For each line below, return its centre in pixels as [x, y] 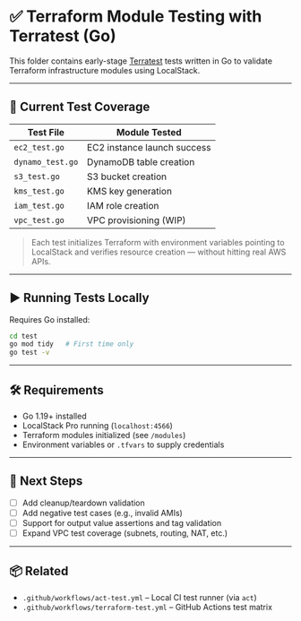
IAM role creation [123, 205]
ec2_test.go [39, 147]
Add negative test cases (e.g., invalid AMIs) [103, 513]
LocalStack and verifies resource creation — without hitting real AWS [159, 252]
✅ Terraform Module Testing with [136, 17]
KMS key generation [129, 191]
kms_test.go [39, 191]
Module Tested [149, 132]
